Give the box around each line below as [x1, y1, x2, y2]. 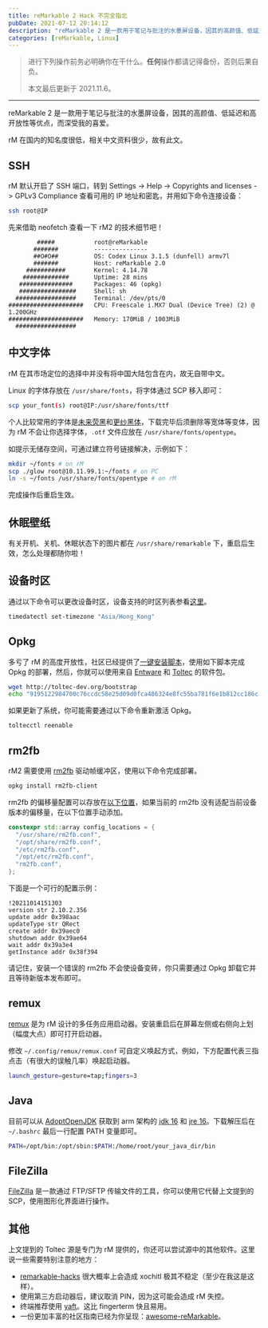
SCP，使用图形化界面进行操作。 [8, 1196, 114, 1206]
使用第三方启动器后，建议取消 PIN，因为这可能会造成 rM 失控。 [19, 1291, 229, 1301]
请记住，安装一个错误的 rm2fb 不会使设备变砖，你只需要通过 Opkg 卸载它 [8, 963, 250, 973]
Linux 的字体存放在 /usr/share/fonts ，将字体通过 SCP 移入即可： [8, 385, 224, 395]
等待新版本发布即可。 [14, 973, 85, 982]
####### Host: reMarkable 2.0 [33, 259, 166, 268]
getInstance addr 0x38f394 [8, 948, 98, 956]
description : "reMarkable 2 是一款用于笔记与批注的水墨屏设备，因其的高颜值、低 [8, 26, 254, 34]
